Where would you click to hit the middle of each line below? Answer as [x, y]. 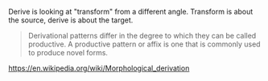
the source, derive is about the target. [71, 20]
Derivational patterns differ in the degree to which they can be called [142, 36]
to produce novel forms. [68, 53]
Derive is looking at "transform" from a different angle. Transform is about [131, 12]
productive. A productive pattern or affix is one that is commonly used [144, 44]
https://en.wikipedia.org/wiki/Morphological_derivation [99, 68]
